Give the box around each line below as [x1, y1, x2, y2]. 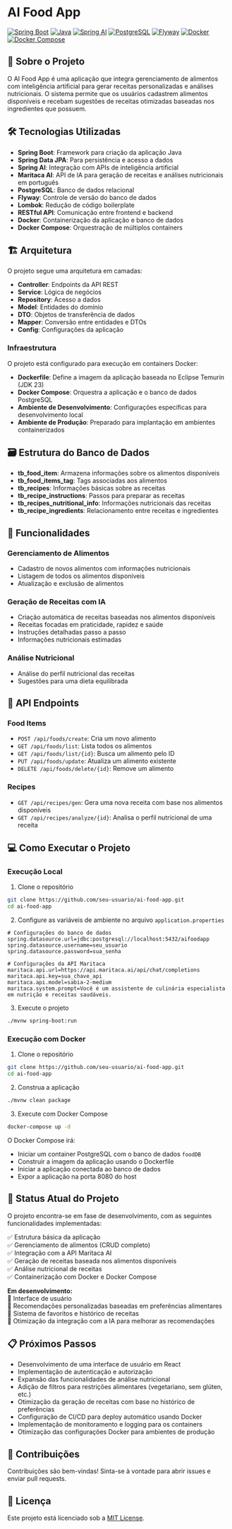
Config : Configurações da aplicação [17, 326, 124, 334]
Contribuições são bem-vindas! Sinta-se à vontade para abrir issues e [7, 1467, 212, 1475]
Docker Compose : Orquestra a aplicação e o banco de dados [17, 388, 197, 396]
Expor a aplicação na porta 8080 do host [17, 1172, 137, 1181]
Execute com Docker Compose [17, 1109, 108, 1118]
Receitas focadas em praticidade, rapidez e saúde [17, 620, 164, 629]
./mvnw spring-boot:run [7, 1017, 78, 1025]
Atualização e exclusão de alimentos [17, 579, 124, 588]
